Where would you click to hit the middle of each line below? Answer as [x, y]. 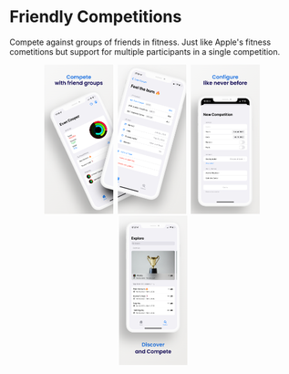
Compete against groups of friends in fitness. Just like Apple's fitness [140, 42]
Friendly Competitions [96, 17]
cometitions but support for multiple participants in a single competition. [145, 51]
